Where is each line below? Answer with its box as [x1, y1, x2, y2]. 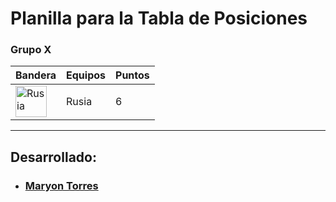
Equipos [66, 68, 107, 82]
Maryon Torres [24, 178, 99, 192]
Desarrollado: [10, 148, 97, 166]
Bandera [15, 68, 57, 82]
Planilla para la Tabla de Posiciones [10, 7, 308, 30]
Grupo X [10, 43, 52, 57]
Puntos [115, 68, 150, 82]
